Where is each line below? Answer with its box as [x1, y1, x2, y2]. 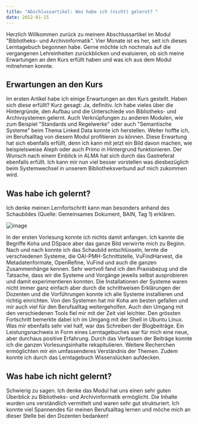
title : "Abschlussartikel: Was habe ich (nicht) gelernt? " [6, 8, 159, 15]
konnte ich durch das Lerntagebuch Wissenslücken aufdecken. [6, 354, 161, 361]
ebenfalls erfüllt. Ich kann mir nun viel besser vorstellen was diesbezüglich [6, 158, 189, 166]
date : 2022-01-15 [6, 14, 49, 20]
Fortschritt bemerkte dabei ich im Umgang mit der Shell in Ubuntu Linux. [6, 316, 183, 323]
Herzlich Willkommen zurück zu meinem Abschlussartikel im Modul [6, 30, 171, 38]
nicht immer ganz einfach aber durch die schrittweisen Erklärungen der [6, 284, 181, 292]
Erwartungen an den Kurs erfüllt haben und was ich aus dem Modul [6, 56, 172, 63]
